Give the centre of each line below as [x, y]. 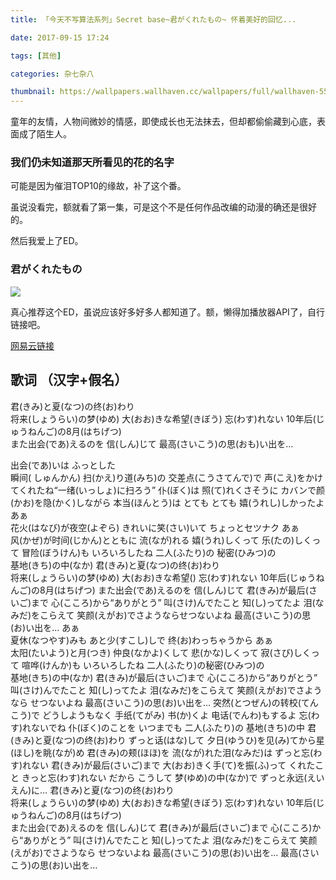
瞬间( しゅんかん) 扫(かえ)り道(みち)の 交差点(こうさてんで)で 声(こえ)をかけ [167, 477]
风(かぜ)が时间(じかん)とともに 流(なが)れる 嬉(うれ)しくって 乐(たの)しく [161, 540]
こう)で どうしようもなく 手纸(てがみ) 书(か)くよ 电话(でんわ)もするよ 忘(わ [165, 715]
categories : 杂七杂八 [52, 74]
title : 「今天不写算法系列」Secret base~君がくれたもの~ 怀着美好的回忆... [153, 19]
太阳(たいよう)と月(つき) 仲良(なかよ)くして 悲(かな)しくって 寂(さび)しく [161, 652]
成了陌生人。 [45, 134]
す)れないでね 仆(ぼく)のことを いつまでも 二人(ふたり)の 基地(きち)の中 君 [163, 727]
